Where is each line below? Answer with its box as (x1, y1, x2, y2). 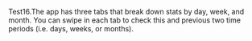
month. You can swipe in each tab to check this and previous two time (8, 15, 242, 25)
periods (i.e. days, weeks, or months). (8, 24, 134, 33)
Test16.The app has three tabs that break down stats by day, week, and (8, 7, 245, 16)
